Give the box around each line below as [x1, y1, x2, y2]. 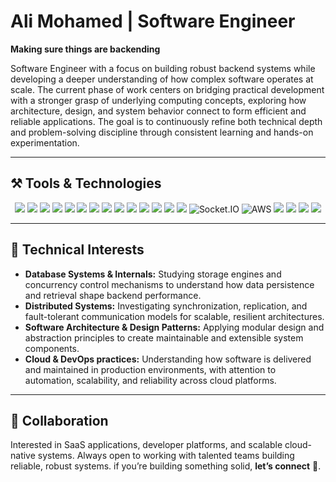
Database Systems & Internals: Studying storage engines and [24, 268, 282, 280]
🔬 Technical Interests [10, 241, 145, 259]
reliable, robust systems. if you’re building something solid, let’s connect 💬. [10, 460, 322, 472]
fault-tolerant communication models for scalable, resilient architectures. [24, 310, 325, 322]
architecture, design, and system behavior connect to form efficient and [10, 105, 307, 117]
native [10, 450, 36, 462]
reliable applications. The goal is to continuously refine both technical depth [10, 115, 323, 127]
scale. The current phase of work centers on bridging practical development [10, 83, 325, 95]
